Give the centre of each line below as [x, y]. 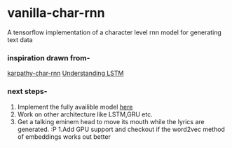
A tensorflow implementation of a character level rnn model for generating [115, 32]
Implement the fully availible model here [75, 107]
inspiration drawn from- [49, 58]
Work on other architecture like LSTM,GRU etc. [85, 114]
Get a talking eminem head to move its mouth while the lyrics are [111, 121]
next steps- [27, 91]
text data [20, 39]
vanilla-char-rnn [56, 13]
